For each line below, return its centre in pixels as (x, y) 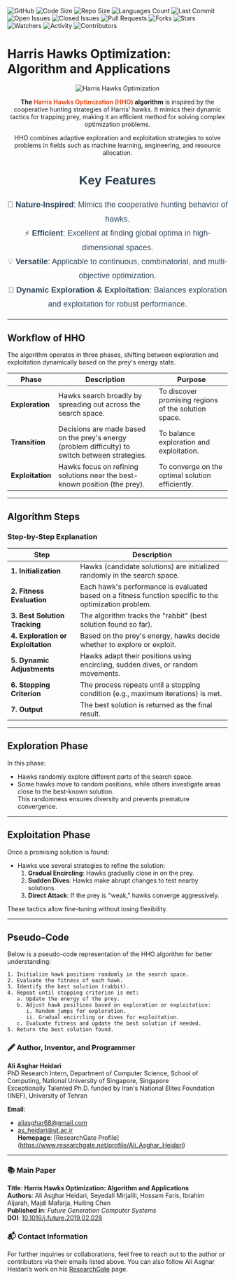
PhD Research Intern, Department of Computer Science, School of (103, 1073)
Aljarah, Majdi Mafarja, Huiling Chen (59, 1203)
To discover (178, 391)
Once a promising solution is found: (58, 852)
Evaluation (29, 599)
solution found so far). (116, 624)
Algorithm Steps (44, 516)
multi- (217, 261)
